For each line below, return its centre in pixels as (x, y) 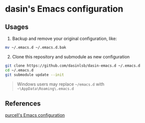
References (23, 103)
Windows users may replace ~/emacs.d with (61, 84)
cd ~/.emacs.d (19, 70)
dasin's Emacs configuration (64, 9)
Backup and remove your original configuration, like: (64, 38)
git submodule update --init (35, 75)
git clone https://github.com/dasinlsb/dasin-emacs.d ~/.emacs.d (72, 66)
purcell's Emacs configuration (35, 115)
